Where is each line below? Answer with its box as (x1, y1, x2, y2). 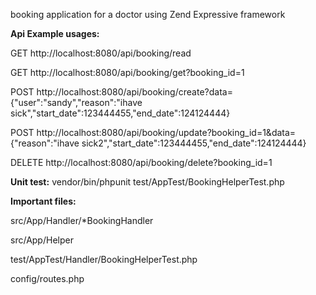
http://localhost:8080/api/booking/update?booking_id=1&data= (36, 127, 297, 138)
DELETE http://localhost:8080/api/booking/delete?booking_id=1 (10, 157, 273, 168)
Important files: (10, 195, 77, 207)
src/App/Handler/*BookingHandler (10, 215, 154, 226)
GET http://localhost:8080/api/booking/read (10, 47, 192, 59)
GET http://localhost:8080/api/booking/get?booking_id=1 (10, 67, 245, 78)
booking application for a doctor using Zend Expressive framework (10, 9, 286, 20)
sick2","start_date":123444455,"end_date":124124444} (81, 137, 307, 149)
